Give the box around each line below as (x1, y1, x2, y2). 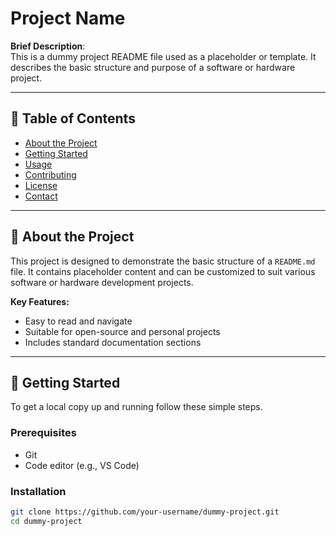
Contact (24, 190, 58, 202)
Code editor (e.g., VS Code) (24, 459, 140, 471)
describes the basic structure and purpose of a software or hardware (10, 61, 296, 73)
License (24, 179, 58, 191)
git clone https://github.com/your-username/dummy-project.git (10, 507, 280, 517)
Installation (10, 484, 67, 498)
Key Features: (10, 295, 70, 307)
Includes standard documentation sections (24, 336, 202, 348)
